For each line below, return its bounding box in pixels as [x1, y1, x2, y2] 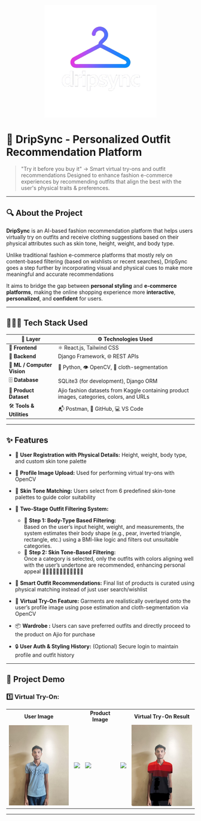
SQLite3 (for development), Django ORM [57, 377, 158, 384]
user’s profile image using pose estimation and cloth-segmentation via [14, 603, 188, 611]
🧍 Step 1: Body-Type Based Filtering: [23, 516, 117, 524]
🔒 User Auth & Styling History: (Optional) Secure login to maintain [14, 642, 178, 649]
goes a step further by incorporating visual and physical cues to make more [6, 264, 193, 271]
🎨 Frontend [8, 344, 37, 351]
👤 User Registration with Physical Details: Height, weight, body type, [14, 451, 187, 458]
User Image [24, 712, 54, 720]
